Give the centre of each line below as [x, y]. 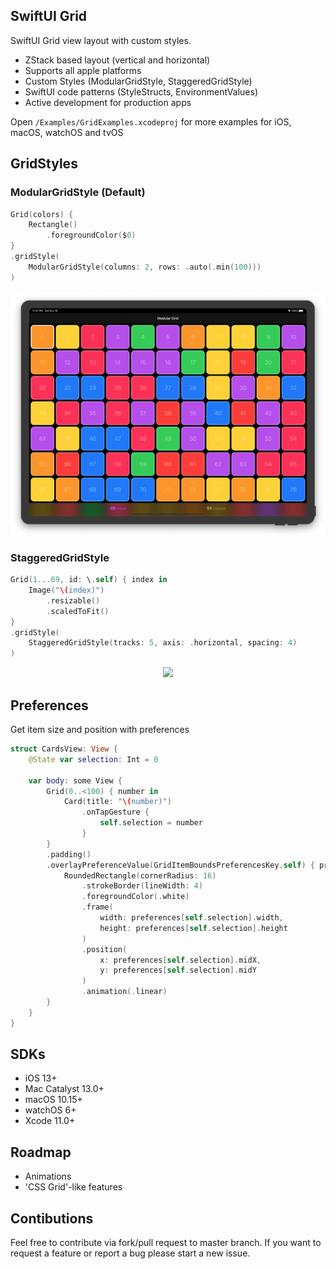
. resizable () [73, 600]
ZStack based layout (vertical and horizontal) [117, 60]
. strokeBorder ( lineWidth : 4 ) [142, 886]
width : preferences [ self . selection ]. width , [191, 918]
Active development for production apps [108, 102]
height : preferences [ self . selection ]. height [193, 928]
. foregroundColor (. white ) [135, 897]
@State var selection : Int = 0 [93, 759]
